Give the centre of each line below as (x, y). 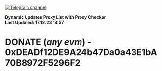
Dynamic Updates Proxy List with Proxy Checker (55, 17)
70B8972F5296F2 (43, 63)
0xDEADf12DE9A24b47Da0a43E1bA (81, 53)
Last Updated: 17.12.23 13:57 (35, 22)
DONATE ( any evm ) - (48, 42)
